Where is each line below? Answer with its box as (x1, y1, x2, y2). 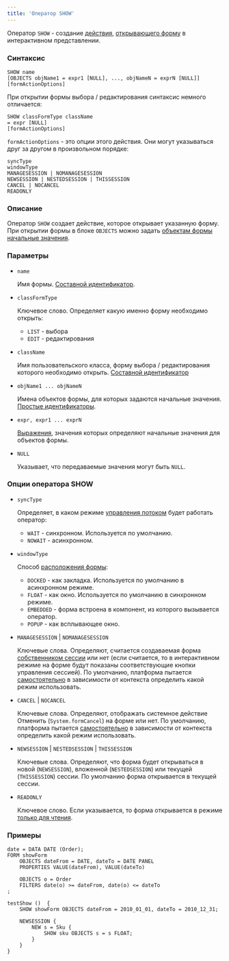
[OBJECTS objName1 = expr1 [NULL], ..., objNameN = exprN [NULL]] (7, 75, 200, 82)
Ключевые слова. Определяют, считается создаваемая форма (16, 646, 202, 655)
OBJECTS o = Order (19, 876, 72, 883)
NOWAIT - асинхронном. (27, 536, 94, 544)
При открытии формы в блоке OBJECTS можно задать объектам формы (7, 227, 213, 235)
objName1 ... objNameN (16, 382, 82, 389)
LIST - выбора (27, 327, 68, 335)
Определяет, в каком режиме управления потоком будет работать (16, 508, 213, 516)
